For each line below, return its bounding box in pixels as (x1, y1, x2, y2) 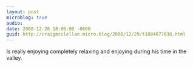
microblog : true (6, 14, 47, 21)
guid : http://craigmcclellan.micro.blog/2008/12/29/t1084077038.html (6, 31, 186, 37)
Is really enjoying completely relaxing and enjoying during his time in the (6, 48, 187, 55)
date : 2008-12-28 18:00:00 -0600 (6, 25, 91, 32)
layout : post (6, 8, 39, 15)
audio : (6, 20, 23, 26)
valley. (6, 54, 22, 62)
